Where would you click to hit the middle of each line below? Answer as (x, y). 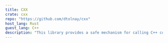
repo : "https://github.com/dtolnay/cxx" (48, 19)
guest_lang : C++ (22, 28)
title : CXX (16, 10)
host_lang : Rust (22, 23)
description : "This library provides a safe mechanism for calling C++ (81, 33)
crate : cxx (16, 14)
